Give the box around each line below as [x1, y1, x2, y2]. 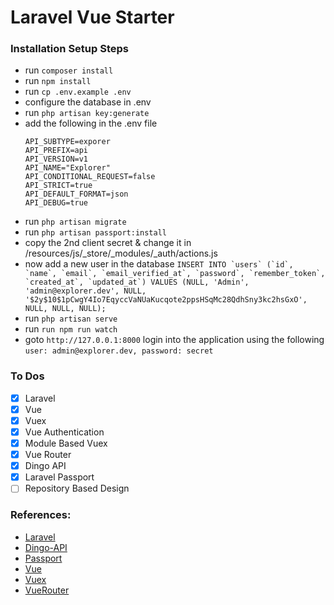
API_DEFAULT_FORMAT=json [24, 189, 129, 200]
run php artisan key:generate [24, 107, 150, 119]
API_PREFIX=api [24, 146, 89, 156]
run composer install [24, 64, 114, 76]
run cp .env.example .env [24, 86, 132, 98]
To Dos [10, 369, 45, 383]
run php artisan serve [24, 312, 118, 325]
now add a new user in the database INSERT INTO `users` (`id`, [24, 258, 294, 270]
